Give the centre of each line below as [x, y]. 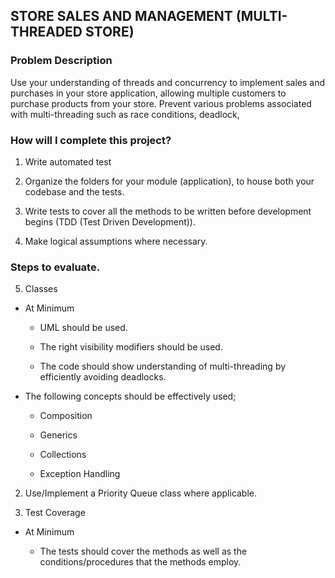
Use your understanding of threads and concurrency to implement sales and [168, 82]
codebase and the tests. [74, 191]
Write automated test [68, 161]
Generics [58, 435]
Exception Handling [80, 474]
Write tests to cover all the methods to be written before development [168, 211]
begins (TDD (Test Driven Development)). [110, 221]
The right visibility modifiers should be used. [131, 347]
